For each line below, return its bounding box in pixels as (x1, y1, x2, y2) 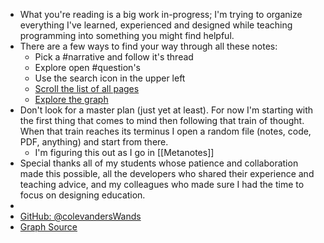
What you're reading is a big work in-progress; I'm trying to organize (19, 9, 303, 20)
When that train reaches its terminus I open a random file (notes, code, (19, 125, 312, 137)
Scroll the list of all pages (34, 83, 140, 94)
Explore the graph (34, 94, 109, 105)
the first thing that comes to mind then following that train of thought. (19, 115, 305, 126)
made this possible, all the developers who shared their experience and (19, 168, 315, 179)
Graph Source (19, 221, 78, 233)
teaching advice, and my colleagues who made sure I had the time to (19, 179, 305, 190)
